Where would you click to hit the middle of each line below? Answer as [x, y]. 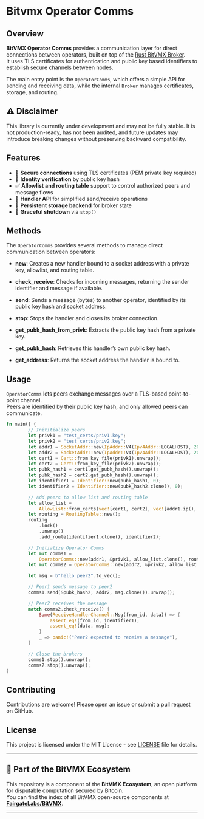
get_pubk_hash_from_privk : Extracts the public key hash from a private [105, 330]
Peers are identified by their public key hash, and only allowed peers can [97, 407]
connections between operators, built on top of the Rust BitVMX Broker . [96, 55]
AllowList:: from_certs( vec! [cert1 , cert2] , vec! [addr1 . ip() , [118, 509]
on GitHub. [20, 711]
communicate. [24, 413]
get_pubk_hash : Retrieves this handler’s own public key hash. [93, 348]
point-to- [180, 394]
